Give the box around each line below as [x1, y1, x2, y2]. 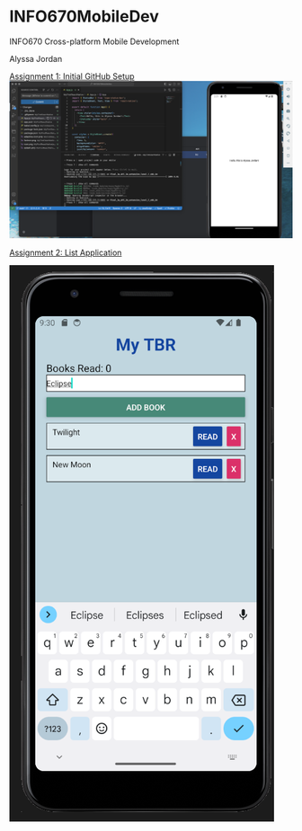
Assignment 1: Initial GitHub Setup [9, 70, 135, 82]
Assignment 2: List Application [9, 247, 122, 258]
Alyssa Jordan [9, 53, 63, 64]
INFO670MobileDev [9, 6, 160, 27]
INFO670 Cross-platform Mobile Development [9, 36, 180, 47]
